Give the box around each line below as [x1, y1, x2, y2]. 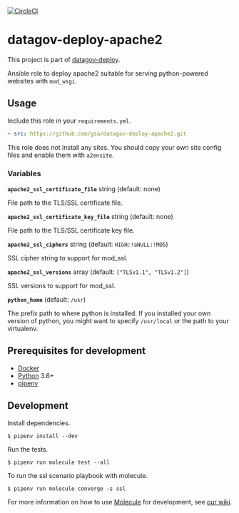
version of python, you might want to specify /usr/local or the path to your [7, 316, 230, 325]
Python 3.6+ [17, 371, 55, 380]
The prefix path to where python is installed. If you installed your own [7, 309, 211, 318]
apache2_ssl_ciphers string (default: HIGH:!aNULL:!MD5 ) [7, 240, 169, 248]
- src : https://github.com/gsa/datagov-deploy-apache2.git [7, 130, 187, 137]
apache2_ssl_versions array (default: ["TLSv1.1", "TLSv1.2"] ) [7, 268, 189, 276]
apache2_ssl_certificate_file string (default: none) [7, 184, 161, 193]
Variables [7, 168, 41, 178]
